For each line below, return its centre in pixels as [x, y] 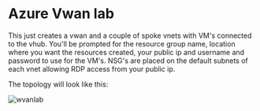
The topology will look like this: [58, 84]
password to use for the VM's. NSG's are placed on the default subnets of [128, 61]
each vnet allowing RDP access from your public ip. [92, 68]
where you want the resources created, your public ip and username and [126, 52]
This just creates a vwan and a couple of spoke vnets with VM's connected [130, 35]
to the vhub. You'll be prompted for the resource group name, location [122, 43]
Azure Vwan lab [61, 14]
